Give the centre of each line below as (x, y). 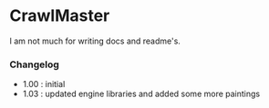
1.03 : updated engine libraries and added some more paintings (141, 94)
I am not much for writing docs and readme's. (95, 41)
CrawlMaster (60, 16)
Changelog (34, 64)
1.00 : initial (44, 84)
